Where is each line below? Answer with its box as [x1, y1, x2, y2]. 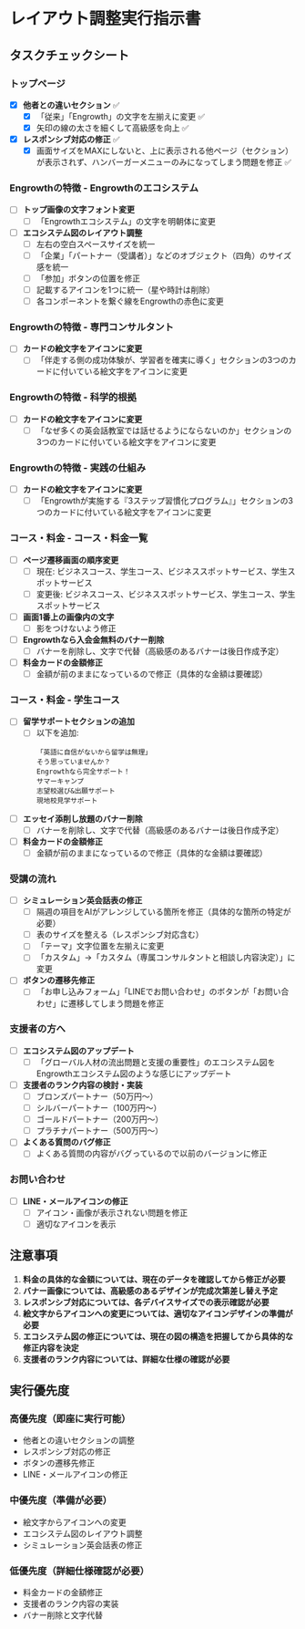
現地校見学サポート [36, 795, 98, 805]
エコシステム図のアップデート [22, 1045, 135, 1056]
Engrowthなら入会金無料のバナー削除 [22, 634, 165, 645]
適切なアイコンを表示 [36, 1219, 117, 1230]
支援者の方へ [9, 1022, 66, 1035]
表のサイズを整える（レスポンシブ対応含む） [36, 929, 204, 940]
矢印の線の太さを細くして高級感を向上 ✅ [36, 122, 189, 133]
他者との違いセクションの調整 [22, 1435, 135, 1446]
